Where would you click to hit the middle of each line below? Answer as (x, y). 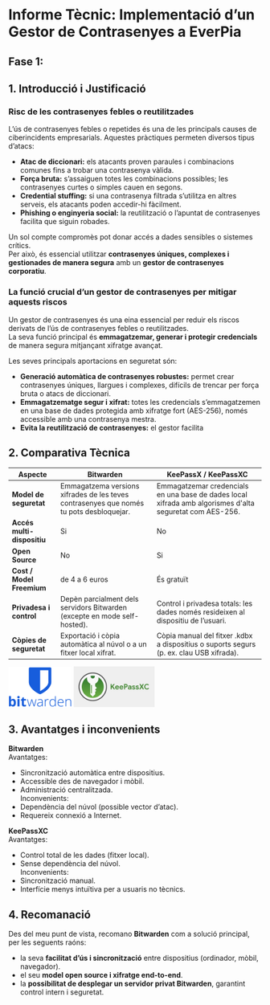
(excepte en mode (90, 616)
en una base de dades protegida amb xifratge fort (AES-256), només (134, 411)
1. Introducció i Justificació (77, 89)
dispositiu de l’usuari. (191, 620)
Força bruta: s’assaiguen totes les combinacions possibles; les (124, 179)
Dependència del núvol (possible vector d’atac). (99, 807)
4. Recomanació (49, 915)
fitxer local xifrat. (88, 653)
